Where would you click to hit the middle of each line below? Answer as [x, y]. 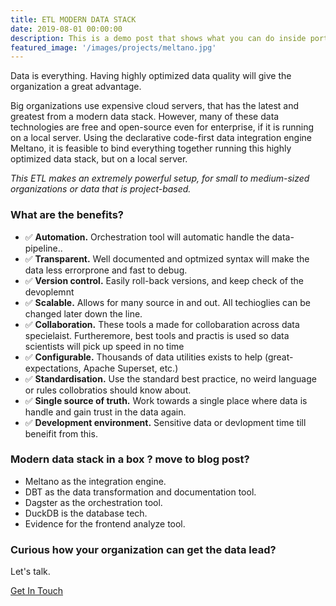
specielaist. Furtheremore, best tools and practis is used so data [157, 335]
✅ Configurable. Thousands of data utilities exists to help [143, 357]
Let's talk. [30, 572]
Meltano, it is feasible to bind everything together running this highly [151, 148]
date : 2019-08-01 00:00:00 [66, 29]
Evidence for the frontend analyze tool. [105, 523]
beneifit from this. [61, 433]
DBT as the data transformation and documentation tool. [140, 492]
